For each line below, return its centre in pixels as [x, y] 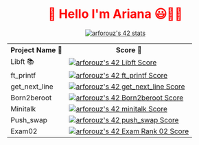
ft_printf [23, 75]
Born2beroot [31, 98]
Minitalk [23, 109]
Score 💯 [129, 49]
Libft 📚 [22, 61]
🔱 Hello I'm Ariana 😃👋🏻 [115, 14]
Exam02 [24, 131]
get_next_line [32, 87]
